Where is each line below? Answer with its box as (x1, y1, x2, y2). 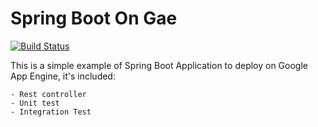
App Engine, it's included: (10, 70, 116, 82)
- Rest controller (10, 89, 87, 99)
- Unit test (10, 98, 60, 108)
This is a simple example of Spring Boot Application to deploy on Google (10, 59, 308, 71)
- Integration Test (10, 107, 92, 117)
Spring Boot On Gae (10, 7, 178, 30)
